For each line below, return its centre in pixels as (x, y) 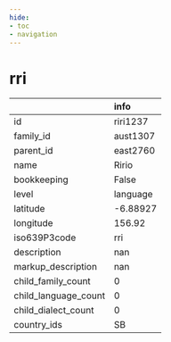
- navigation (33, 34)
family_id (32, 137)
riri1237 (131, 121)
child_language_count (59, 296)
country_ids (38, 325)
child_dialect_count (54, 311)
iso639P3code (45, 238)
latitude (29, 209)
